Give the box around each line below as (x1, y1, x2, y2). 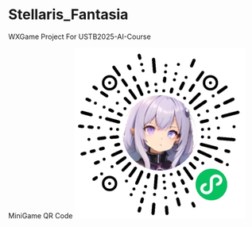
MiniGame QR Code (8, 210, 73, 220)
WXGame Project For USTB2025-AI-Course (8, 32, 151, 41)
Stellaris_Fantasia (8, 6, 129, 24)
